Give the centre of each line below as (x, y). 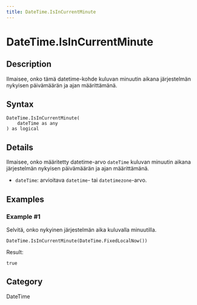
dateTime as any (38, 124)
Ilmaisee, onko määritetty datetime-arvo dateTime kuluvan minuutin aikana (98, 162)
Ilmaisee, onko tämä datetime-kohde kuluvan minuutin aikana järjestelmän (98, 79)
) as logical (23, 129)
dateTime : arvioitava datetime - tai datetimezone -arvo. (81, 180)
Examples (25, 199)
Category (25, 282)
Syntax (20, 105)
